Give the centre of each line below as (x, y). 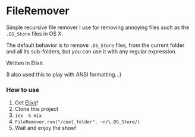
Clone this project (36, 109)
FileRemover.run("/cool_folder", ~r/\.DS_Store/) (78, 122)
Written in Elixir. (25, 63)
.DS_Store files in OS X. (35, 33)
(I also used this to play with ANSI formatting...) (64, 74)
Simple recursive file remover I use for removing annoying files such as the (98, 27)
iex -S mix (28, 116)
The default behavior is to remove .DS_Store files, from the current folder (95, 45)
